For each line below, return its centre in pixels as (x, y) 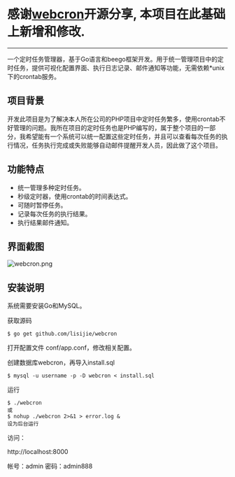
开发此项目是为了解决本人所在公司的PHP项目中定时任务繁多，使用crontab (114, 119)
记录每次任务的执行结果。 (54, 213)
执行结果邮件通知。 (45, 222)
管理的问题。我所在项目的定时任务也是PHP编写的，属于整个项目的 (108, 127)
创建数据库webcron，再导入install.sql (61, 363)
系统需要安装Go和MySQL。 (47, 306)
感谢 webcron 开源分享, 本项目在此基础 (116, 14)
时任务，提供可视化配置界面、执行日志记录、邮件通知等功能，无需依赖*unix (116, 68)
